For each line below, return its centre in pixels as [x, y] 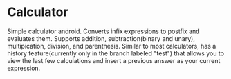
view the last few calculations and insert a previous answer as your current [114, 60]
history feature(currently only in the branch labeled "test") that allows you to [116, 53]
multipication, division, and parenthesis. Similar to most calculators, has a [112, 46]
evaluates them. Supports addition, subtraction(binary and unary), [101, 38]
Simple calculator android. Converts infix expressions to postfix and [103, 31]
